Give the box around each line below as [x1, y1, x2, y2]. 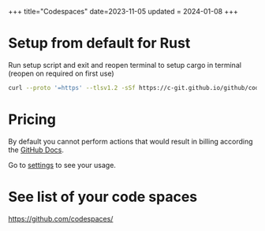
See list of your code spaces [8, 188, 198, 206]
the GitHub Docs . [8, 145, 65, 155]
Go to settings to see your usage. [8, 160, 117, 170]
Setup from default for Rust [8, 35, 191, 52]
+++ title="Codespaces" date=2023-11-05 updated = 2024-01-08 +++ [8, 7, 239, 16]
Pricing [8, 110, 57, 129]
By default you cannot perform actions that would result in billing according [8, 136, 254, 146]
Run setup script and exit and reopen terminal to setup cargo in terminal [8, 60, 242, 69]
